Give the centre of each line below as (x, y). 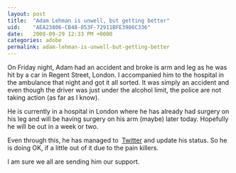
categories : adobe (34, 41)
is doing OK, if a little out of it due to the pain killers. (83, 148)
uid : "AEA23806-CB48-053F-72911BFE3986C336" (79, 27)
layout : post (27, 14)
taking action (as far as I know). (53, 98)
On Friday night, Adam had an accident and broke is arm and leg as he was (117, 67)
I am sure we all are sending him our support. (74, 162)
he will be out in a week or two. (53, 126)
